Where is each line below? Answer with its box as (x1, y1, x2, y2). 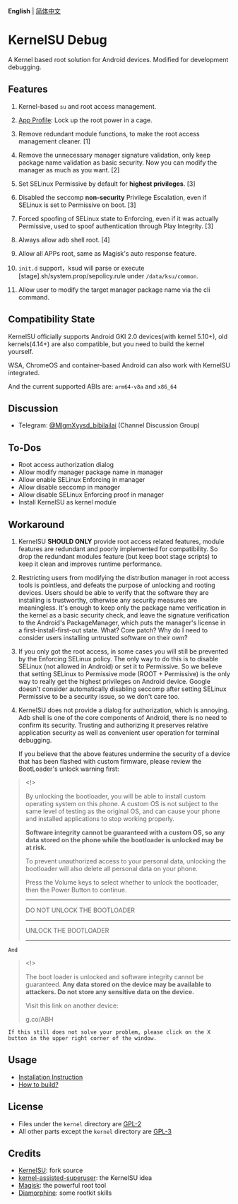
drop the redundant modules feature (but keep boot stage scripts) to (18, 553, 218, 560)
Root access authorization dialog (18, 461, 114, 469)
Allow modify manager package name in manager (18, 468, 163, 476)
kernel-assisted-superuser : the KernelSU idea (18, 1174, 153, 1182)
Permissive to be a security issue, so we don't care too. (18, 692, 180, 700)
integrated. (8, 368, 40, 377)
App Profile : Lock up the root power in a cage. (18, 116, 153, 124)
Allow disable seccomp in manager (18, 483, 121, 492)
